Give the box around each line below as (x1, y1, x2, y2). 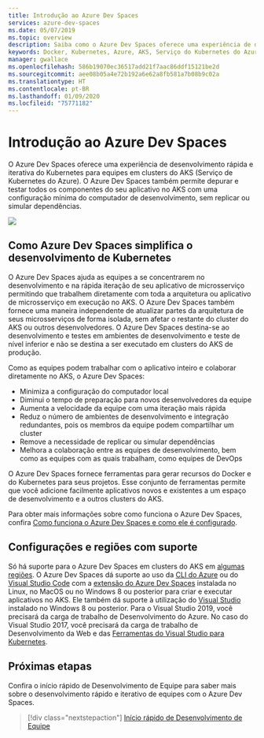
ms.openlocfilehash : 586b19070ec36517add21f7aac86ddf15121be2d (8, 63, 220, 71)
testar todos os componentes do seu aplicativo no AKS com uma (8, 184, 218, 194)
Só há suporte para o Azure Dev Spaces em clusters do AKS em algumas (8, 561, 245, 571)
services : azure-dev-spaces (8, 19, 101, 27)
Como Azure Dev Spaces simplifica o (8, 239, 193, 252)
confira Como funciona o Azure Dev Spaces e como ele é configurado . (8, 517, 238, 527)
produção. (8, 348, 42, 357)
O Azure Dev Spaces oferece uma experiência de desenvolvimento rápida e (8, 159, 254, 170)
